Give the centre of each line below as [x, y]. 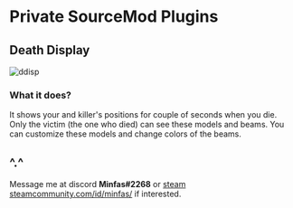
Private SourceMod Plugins [114, 17]
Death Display [50, 50]
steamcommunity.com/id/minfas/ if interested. [95, 194]
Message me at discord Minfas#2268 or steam [98, 184]
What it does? [41, 95]
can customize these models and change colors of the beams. [126, 134]
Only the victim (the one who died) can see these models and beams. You [147, 125]
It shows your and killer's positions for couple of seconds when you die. [143, 115]
